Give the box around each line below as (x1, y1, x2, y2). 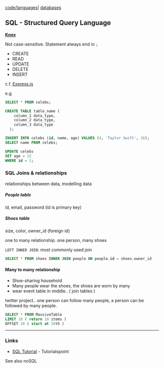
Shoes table (5, 216, 30, 221)
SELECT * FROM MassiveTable (5, 312, 62, 317)
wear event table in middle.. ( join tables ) (12, 288, 95, 294)
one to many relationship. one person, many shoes (5, 237, 107, 243)
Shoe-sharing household (12, 278, 62, 283)
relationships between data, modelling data (5, 181, 92, 187)
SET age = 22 (5, 153, 32, 158)
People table (5, 192, 31, 198)
